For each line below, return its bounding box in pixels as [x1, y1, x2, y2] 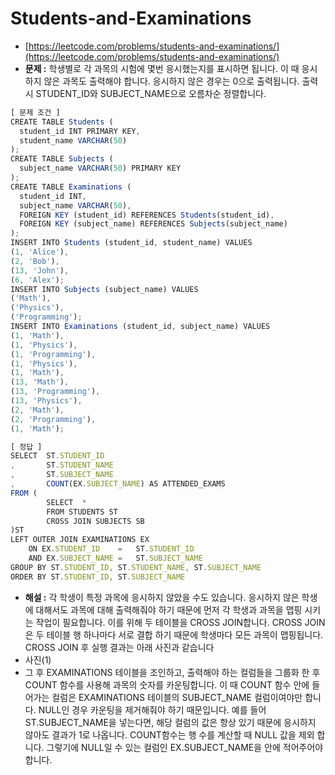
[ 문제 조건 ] [10, 107, 61, 117]
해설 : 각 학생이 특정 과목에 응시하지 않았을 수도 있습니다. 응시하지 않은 [24, 591, 300, 603]
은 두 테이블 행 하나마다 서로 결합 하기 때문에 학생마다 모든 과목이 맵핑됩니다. [24, 628, 324, 641]
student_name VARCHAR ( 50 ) [19, 135, 128, 146]
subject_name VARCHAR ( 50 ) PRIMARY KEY [19, 163, 182, 174]
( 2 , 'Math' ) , [10, 405, 65, 415]
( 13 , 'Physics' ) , [10, 396, 83, 406]
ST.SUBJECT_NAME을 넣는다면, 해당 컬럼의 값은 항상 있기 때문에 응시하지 [24, 716, 317, 728]
